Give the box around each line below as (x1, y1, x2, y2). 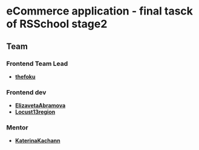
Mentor (6, 123, 28, 132)
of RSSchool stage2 (6, 17, 108, 31)
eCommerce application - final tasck (6, 4, 194, 18)
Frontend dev (6, 88, 47, 96)
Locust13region (15, 108, 56, 116)
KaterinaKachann (15, 137, 60, 145)
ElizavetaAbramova (15, 102, 66, 109)
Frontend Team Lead (6, 59, 68, 68)
